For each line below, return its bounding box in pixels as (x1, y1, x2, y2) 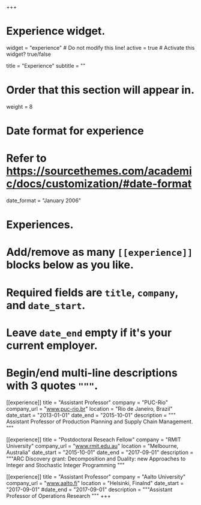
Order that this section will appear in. (6, 83, 195, 97)
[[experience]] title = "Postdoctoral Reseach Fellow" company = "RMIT (6, 436, 181, 443)
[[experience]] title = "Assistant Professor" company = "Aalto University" (6, 473, 186, 480)
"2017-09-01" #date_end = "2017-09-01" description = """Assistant (6, 486, 173, 493)
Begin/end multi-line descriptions (6, 366, 178, 380)
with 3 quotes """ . (6, 379, 98, 392)
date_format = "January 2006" (6, 197, 82, 204)
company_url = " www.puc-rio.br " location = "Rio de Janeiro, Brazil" (6, 405, 173, 412)
